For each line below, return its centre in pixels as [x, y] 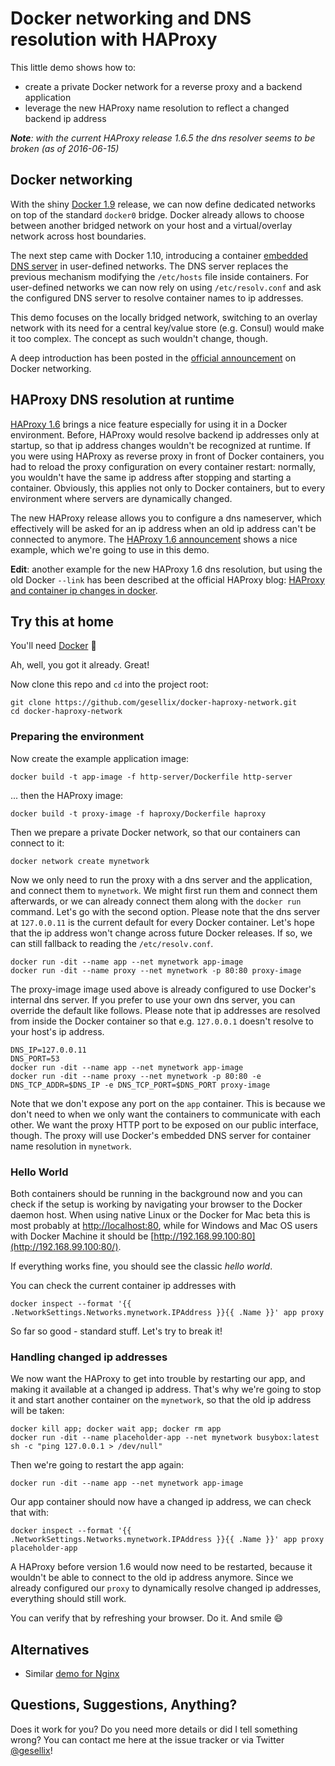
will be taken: [37, 1411]
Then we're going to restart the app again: [97, 1465]
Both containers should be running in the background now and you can [156, 1193]
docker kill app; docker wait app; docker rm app [116, 1429]
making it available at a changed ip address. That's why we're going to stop [166, 1389]
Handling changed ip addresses [89, 1357]
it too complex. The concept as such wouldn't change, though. [139, 338]
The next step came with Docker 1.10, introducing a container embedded [159, 255]
